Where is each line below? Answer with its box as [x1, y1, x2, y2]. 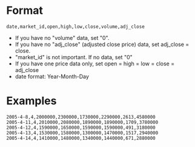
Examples [6, 94, 57, 108]
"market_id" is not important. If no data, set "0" [15, 53, 133, 60]
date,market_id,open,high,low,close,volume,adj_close [6, 24, 145, 30]
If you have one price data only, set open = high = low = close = [15, 60, 174, 67]
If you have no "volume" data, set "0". [15, 34, 110, 41]
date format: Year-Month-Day [15, 73, 90, 80]
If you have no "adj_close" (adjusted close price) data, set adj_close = [15, 41, 190, 48]
